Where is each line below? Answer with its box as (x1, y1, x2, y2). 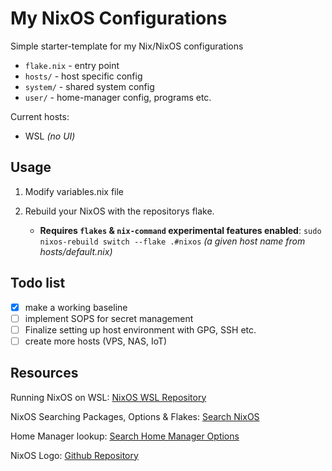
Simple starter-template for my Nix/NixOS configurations (10, 40, 244, 52)
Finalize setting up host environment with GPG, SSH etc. (24, 323, 257, 336)
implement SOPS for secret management (24, 312, 194, 324)
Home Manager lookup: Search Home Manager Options (10, 430, 240, 442)
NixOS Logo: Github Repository (10, 449, 139, 461)
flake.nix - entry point (24, 59, 120, 71)
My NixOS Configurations (10, 7, 228, 30)
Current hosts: (10, 110, 70, 122)
